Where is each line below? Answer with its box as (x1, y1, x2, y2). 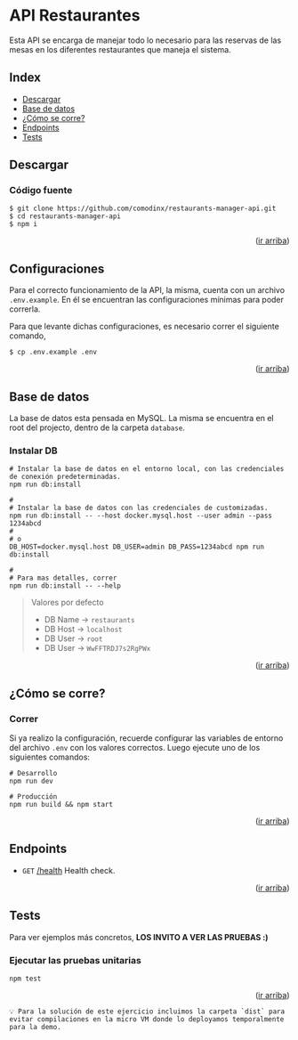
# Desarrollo (9, 769, 58, 778)
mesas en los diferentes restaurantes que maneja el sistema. (9, 44, 231, 54)
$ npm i (9, 220, 38, 229)
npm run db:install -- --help (9, 581, 122, 590)
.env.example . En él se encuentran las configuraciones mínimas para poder (9, 295, 285, 305)
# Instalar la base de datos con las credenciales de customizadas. (9, 504, 269, 513)
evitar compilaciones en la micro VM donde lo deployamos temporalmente (9, 1014, 285, 1024)
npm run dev (9, 776, 53, 786)
